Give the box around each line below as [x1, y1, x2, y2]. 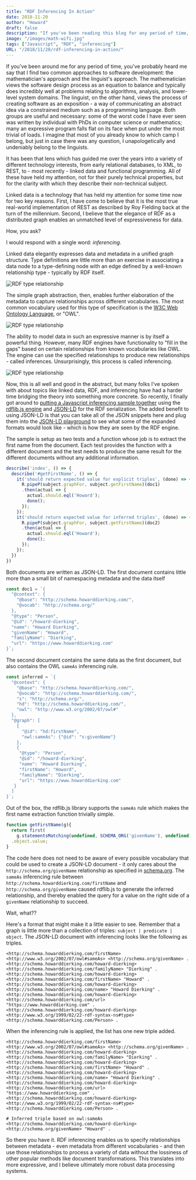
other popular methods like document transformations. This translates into [6, 1155, 185, 1162]
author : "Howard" [6, 19, 48, 25]
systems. [6, 1167, 28, 1174]
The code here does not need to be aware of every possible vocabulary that [6, 854, 189, 861]
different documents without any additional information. [6, 454, 140, 461]
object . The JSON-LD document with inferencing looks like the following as [6, 933, 188, 940]
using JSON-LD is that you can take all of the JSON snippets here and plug [6, 411, 187, 419]
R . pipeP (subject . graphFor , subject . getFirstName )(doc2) [21, 519, 160, 526]
